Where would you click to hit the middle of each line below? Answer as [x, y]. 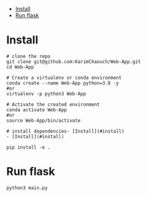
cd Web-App [20, 67]
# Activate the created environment [53, 104]
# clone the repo [28, 56]
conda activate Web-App [37, 110]
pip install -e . [28, 147]
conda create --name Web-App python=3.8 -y [63, 83]
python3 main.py [27, 188]
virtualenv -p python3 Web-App [46, 94]
